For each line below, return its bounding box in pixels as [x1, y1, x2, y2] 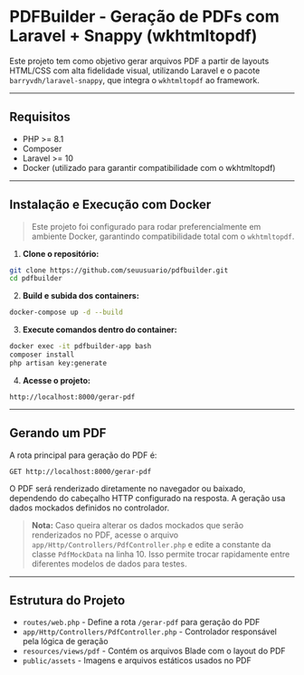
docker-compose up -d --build [9, 308, 124, 318]
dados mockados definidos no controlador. [9, 502, 170, 513]
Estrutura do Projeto [9, 593, 126, 608]
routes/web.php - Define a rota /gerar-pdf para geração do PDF [22, 617, 261, 628]
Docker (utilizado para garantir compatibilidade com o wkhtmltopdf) [22, 162, 276, 173]
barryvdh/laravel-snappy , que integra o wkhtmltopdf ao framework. [9, 74, 261, 85]
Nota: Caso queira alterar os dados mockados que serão [31, 519, 244, 530]
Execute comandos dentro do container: [22, 324, 178, 336]
